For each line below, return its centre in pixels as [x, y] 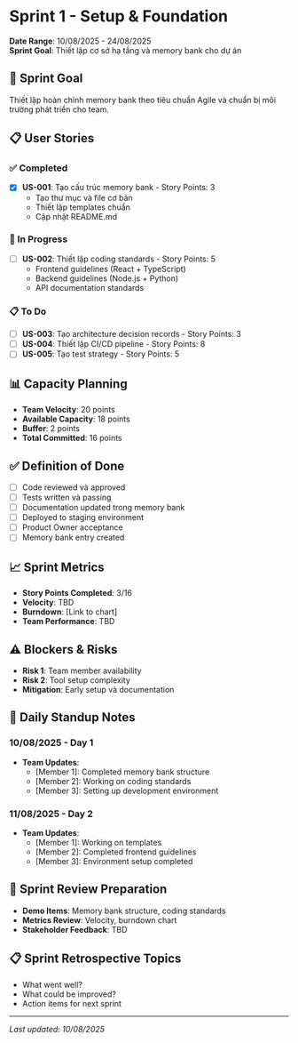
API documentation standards [90, 287]
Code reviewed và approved [74, 487]
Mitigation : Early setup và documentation [98, 689]
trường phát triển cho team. [59, 109]
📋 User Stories [52, 138]
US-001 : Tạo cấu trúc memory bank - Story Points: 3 [118, 188]
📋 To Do [28, 311]
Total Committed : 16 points [72, 438]
